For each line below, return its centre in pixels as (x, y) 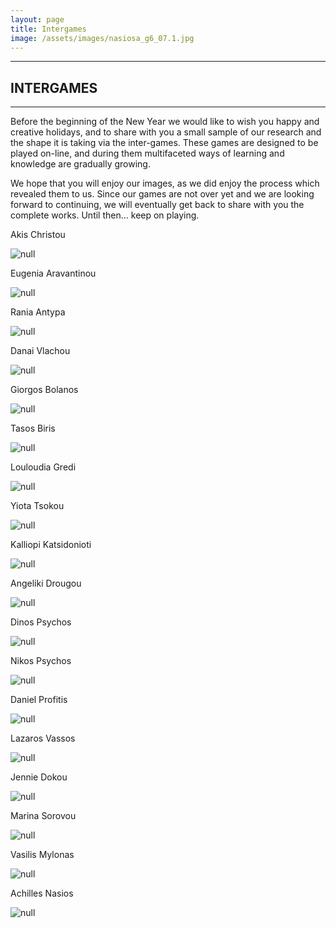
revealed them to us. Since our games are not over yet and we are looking (162, 194)
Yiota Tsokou (37, 506)
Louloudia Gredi (43, 467)
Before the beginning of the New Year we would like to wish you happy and (165, 122)
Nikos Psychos (41, 661)
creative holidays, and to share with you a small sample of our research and (166, 132)
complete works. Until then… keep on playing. (105, 215)
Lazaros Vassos (43, 738)
